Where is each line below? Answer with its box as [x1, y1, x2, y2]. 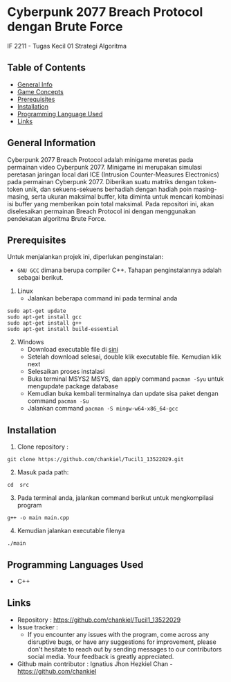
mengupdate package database [27, 382, 119, 391]
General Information [7, 137, 96, 149]
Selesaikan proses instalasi [27, 368, 105, 376]
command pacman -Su [27, 397, 89, 405]
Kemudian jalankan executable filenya [17, 527, 125, 535]
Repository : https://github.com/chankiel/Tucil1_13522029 [17, 616, 181, 624]
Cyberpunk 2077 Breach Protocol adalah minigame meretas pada [7, 155, 194, 163]
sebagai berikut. [17, 273, 64, 282]
